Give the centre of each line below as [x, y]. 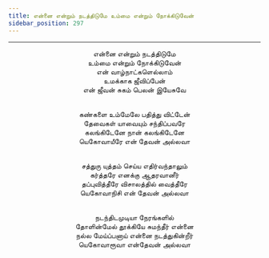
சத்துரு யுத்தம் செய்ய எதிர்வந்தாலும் [134, 166]
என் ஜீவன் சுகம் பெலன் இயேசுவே [134, 90]
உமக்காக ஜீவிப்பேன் [134, 80]
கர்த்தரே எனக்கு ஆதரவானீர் [134, 175]
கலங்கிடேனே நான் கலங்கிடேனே [134, 132]
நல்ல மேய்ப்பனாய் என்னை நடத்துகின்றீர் [134, 235]
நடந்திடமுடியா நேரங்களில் [134, 217]
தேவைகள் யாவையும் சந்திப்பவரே [134, 123]
